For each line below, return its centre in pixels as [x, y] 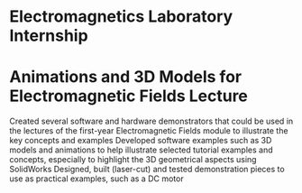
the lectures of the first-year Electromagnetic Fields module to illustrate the [149, 131]
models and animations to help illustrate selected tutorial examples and [141, 150]
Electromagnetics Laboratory [121, 17]
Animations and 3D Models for [125, 77]
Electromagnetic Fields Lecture [128, 96]
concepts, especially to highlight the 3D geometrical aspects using [133, 160]
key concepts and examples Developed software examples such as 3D [141, 141]
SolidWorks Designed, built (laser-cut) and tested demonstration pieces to [147, 170]
